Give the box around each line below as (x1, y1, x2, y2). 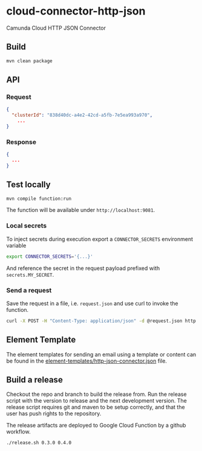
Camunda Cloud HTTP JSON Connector (6, 24, 106, 31)
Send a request (6, 286, 52, 294)
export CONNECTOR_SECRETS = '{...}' (6, 253, 94, 260)
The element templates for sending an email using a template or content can (6, 351, 197, 358)
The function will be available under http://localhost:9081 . (6, 206, 155, 214)
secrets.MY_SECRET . (6, 271, 54, 278)
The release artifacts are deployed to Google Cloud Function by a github (6, 422, 186, 429)
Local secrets (6, 222, 47, 230)
